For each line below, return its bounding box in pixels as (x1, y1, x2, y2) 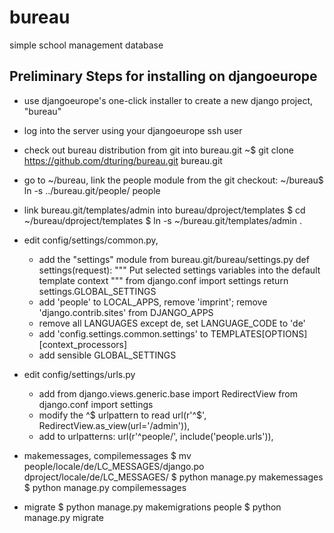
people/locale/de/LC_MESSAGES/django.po (23, 460, 205, 472)
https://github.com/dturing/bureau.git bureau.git (23, 154, 223, 166)
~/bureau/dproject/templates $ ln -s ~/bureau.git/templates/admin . (23, 214, 303, 226)
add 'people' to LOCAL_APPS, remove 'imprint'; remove (38, 296, 268, 308)
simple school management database (9, 39, 164, 51)
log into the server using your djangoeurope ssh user (23, 124, 243, 136)
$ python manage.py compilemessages (23, 481, 187, 493)
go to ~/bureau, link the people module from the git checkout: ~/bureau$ (23, 174, 324, 186)
